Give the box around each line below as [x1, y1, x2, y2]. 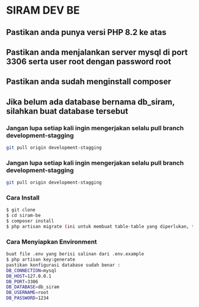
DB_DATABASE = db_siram [6, 284, 60, 290]
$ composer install [6, 218, 54, 224]
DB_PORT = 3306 [6, 279, 38, 284]
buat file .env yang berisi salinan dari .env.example [6, 251, 145, 257]
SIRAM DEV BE [6, 4, 80, 17]
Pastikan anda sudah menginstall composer [6, 76, 172, 87]
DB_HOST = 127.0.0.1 [6, 273, 52, 279]
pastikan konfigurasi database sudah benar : [6, 262, 120, 268]
